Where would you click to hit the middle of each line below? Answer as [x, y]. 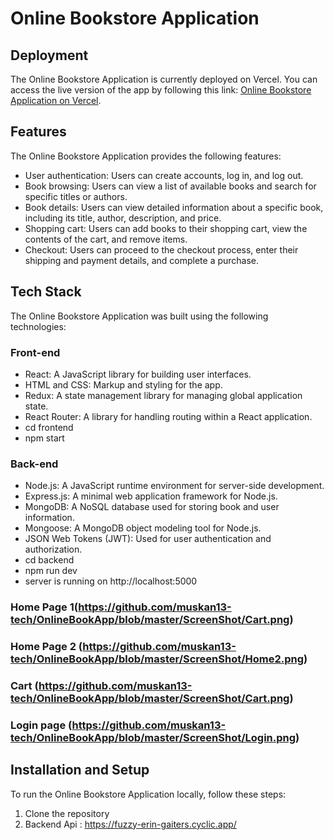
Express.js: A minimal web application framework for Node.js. [151, 496]
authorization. [53, 549]
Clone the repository [67, 813]
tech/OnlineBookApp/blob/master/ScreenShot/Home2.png [157, 659]
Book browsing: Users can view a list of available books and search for [170, 186]
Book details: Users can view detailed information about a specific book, [174, 207]
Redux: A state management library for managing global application [163, 395]
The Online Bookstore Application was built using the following [139, 316]
